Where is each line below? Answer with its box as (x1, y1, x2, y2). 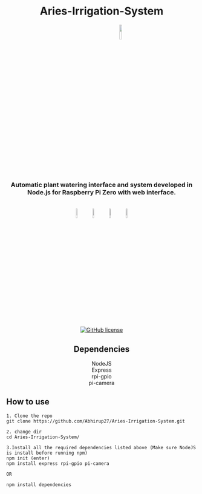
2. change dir (6, 429, 42, 435)
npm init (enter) (6, 455, 50, 461)
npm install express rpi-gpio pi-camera (6, 460, 110, 467)
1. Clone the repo (6, 413, 53, 419)
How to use (6, 397, 50, 407)
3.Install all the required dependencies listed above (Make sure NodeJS (6, 444, 197, 450)
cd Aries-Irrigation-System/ (6, 434, 80, 440)
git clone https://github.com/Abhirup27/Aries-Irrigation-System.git (6, 418, 186, 424)
